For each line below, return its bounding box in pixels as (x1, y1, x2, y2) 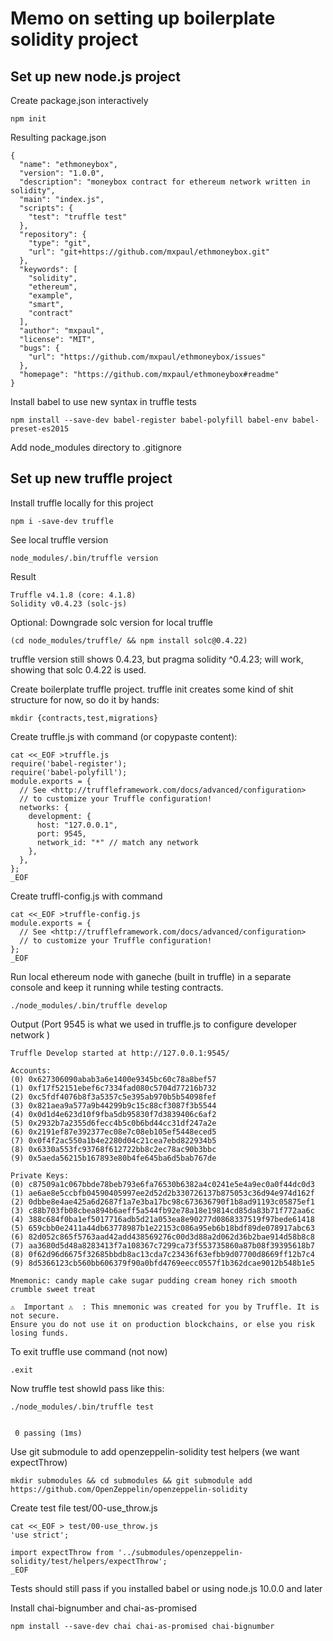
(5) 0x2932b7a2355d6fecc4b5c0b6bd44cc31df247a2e (10, 1118, 217, 1128)
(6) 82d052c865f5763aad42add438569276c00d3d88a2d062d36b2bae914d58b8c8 (10, 1232, 315, 1242)
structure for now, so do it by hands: (10, 693, 160, 706)
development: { (28, 811, 92, 821)
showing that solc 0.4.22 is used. (10, 663, 147, 676)
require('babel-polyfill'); (10, 767, 128, 777)
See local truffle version (10, 533, 109, 546)
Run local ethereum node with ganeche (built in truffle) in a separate (10, 970, 292, 982)
